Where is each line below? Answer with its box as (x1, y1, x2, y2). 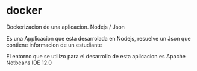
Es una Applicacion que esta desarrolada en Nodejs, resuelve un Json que (6, 35, 191, 42)
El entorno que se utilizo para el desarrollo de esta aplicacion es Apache (6, 53, 186, 60)
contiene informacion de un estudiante (6, 41, 102, 48)
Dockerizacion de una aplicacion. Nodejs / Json (6, 23, 125, 30)
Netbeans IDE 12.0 (6, 59, 52, 66)
